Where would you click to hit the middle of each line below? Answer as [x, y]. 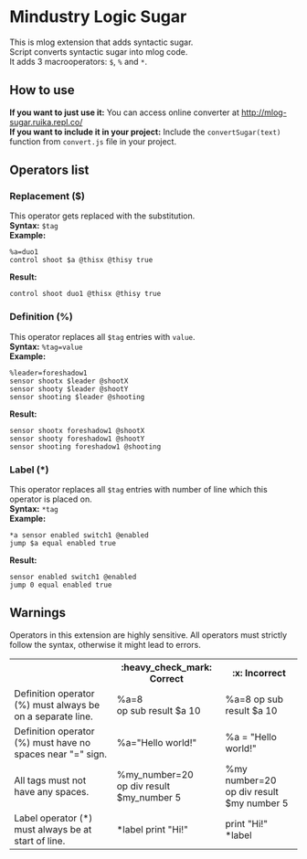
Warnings [38, 613]
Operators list [49, 170]
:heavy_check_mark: [166, 667]
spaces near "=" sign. [61, 754]
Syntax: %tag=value [46, 346]
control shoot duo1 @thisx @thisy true [85, 294]
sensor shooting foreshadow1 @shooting [85, 446]
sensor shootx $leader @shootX [69, 381]
